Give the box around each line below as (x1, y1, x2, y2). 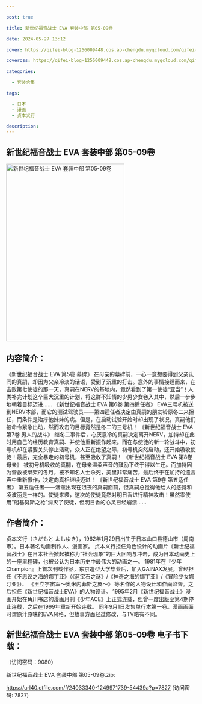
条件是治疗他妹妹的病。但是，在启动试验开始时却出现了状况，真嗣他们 (22, 415, 196, 423)
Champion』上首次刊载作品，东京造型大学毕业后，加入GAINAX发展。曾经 (6, 565, 189, 573)
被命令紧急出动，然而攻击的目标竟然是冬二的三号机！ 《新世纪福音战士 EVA (6, 423, 194, 430)
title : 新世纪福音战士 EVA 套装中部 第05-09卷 (6, 25, 113, 31)
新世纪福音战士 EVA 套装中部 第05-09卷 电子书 (6, 630, 181, 640)
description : (6, 123, 39, 130)
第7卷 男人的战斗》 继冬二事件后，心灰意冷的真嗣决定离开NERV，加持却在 (6, 430, 190, 438)
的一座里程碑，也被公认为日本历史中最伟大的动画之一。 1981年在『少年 (6, 558, 182, 565)
